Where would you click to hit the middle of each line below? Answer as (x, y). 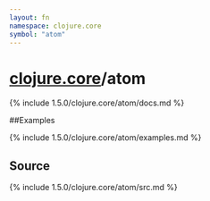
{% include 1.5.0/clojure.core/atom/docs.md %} (97, 103)
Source (30, 166)
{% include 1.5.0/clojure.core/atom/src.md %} (93, 188)
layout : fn (29, 17)
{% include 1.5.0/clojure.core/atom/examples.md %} (105, 138)
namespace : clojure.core (55, 26)
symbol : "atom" (38, 34)
